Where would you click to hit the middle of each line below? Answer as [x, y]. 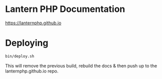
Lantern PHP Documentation [65, 9]
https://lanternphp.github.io [33, 23]
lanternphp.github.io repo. [32, 71]
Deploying [27, 43]
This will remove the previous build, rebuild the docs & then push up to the [81, 66]
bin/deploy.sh [20, 56]
